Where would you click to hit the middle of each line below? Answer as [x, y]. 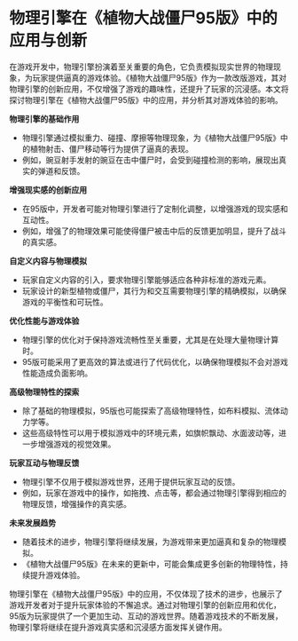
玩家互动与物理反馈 [44, 463]
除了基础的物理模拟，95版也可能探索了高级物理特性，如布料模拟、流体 [151, 410]
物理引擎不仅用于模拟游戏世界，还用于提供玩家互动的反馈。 [131, 481]
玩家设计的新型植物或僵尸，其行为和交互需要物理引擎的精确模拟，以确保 [154, 290]
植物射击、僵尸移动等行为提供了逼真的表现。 [111, 148]
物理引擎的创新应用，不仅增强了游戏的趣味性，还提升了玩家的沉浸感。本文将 [149, 89]
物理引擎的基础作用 [44, 119]
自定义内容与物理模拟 [48, 261]
